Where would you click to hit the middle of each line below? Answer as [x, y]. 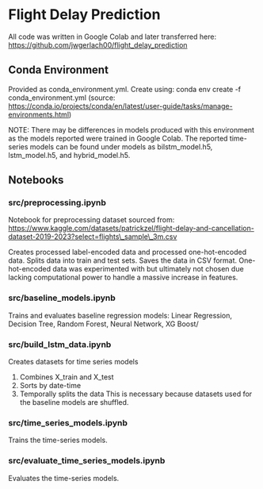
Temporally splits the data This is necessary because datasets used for [136, 394]
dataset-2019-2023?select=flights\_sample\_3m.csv [93, 237]
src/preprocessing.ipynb [57, 202]
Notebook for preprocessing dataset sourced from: [91, 220]
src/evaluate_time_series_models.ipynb [87, 460]
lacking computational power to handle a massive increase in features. [123, 277]
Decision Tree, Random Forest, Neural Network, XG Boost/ [104, 324]
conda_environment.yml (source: [62, 98]
